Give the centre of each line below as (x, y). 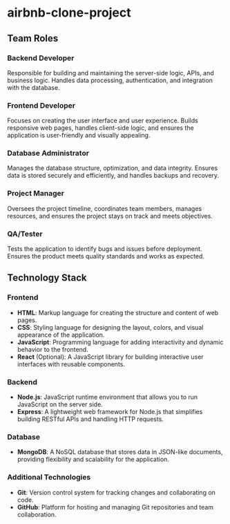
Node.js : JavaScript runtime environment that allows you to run (107, 397)
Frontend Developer (41, 105)
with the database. (33, 87)
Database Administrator (48, 153)
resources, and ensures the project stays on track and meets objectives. (110, 216)
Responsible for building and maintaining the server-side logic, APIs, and (111, 73)
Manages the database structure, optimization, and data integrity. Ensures (113, 168)
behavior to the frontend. (52, 349)
